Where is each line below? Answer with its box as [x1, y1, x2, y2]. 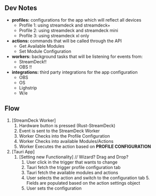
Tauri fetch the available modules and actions [26, 169, 118, 175]
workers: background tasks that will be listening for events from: [11, 54, 143, 59]
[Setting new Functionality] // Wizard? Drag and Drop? [19, 154, 129, 160]
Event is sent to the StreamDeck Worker [19, 128, 100, 134]
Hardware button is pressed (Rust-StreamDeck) [19, 122, 116, 128]
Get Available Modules [19, 43, 65, 49]
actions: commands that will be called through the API [11, 38, 122, 44]
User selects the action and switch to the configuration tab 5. [26, 174, 150, 181]
